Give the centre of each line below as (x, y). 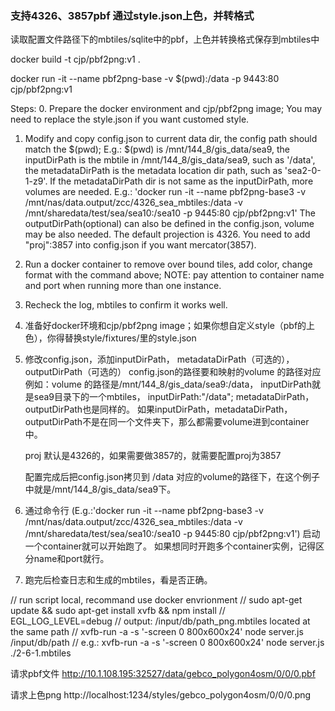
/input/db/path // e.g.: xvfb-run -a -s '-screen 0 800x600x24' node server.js (167, 643)
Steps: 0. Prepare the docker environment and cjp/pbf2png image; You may (166, 109)
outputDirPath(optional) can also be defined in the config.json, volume (169, 224)
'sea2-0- (303, 171)
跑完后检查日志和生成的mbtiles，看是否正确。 (118, 580)
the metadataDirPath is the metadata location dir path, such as (153, 171)
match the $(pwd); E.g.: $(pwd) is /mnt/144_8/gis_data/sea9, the (157, 149)
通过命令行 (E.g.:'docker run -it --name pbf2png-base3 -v (144, 511)
